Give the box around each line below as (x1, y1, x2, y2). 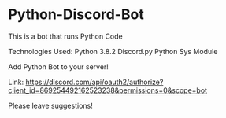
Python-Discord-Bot (8, 6, 144, 24)
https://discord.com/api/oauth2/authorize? (25, 77, 164, 87)
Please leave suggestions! (8, 101, 93, 110)
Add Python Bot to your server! (8, 61, 109, 72)
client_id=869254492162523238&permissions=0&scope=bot (8, 85, 207, 95)
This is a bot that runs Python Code (8, 31, 124, 41)
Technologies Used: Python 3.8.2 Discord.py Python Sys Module (8, 46, 218, 56)
